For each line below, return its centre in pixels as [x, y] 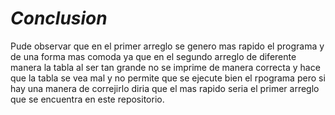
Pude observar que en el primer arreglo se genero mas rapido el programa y [167, 46]
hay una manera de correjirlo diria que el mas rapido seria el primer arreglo [165, 88]
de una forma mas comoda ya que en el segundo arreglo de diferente [153, 56]
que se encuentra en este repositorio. [87, 99]
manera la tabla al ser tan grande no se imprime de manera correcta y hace [165, 67]
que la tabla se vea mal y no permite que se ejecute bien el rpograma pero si [168, 78]
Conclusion [59, 18]
